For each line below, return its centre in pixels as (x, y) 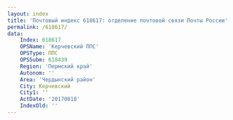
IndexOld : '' (39, 106)
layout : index (28, 14)
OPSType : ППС (39, 54)
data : (15, 34)
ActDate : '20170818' (50, 100)
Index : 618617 (40, 40)
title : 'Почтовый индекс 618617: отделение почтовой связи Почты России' (118, 20)
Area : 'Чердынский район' (58, 79)
